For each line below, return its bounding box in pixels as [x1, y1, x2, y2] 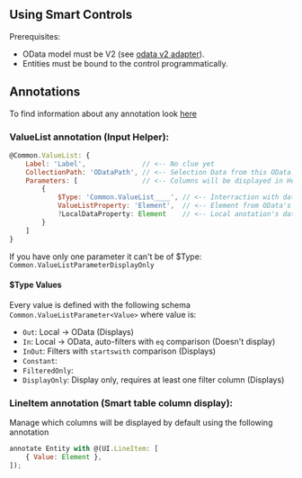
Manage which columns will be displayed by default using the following [9, 418, 273, 428]
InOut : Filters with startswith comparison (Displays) [22, 346, 217, 356]
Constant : [22, 355, 58, 365]
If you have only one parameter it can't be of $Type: [9, 251, 202, 262]
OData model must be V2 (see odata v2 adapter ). [22, 49, 205, 59]
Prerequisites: [9, 31, 61, 41]
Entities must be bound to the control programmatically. [22, 58, 229, 68]
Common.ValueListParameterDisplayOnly [9, 260, 155, 269]
